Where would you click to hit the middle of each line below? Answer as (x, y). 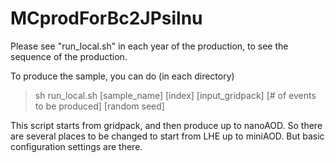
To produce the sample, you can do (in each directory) (122, 76)
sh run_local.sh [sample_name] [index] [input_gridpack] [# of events (175, 95)
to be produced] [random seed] (99, 106)
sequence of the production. (69, 56)
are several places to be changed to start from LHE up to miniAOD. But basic (167, 136)
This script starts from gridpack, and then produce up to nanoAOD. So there (166, 125)
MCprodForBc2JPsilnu (106, 18)
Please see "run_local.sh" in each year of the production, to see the (149, 46)
